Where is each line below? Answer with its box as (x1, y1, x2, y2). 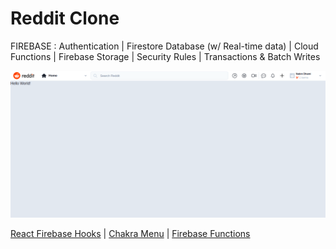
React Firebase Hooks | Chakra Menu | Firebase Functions (10, 227, 251, 239)
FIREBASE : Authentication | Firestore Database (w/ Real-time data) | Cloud (10, 40, 319, 52)
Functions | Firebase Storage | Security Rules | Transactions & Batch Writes (10, 50, 321, 62)
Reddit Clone (10, 7, 120, 30)
